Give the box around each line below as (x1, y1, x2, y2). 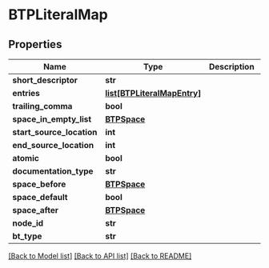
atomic (12, 153, 40, 163)
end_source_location (12, 140, 94, 150)
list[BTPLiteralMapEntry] (105, 88, 202, 98)
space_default (12, 192, 68, 202)
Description (208, 62, 255, 72)
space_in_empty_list (12, 114, 92, 125)
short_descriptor (12, 74, 78, 86)
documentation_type (12, 166, 94, 177)
